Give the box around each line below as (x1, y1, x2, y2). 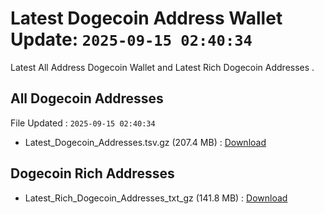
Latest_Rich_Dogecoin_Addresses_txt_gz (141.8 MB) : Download (24, 192, 288, 204)
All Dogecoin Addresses (10, 90, 164, 107)
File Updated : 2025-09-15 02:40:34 (10, 117, 156, 129)
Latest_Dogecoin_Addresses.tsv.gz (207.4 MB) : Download (24, 136, 267, 148)
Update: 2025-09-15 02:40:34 (10, 28, 253, 51)
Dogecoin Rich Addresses (10, 165, 175, 182)
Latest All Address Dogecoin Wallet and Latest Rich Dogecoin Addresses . (10, 61, 315, 73)
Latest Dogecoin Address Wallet (10, 7, 283, 30)
